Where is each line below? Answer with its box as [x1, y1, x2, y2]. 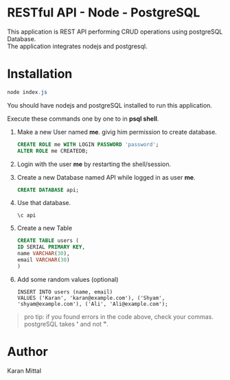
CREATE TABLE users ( [16, 237, 79, 244]
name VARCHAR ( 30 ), [16, 250, 70, 257]
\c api [16, 212, 36, 219]
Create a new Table [16, 224, 73, 233]
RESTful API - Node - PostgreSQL [7, 5, 200, 21]
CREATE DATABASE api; [16, 187, 79, 193]
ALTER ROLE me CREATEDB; [16, 147, 89, 154]
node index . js [7, 88, 48, 95]
